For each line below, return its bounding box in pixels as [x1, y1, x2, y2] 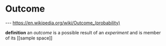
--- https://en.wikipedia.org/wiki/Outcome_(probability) [5, 20, 120, 26]
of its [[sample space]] [5, 35, 53, 41]
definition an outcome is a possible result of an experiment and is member [5, 29, 161, 35]
